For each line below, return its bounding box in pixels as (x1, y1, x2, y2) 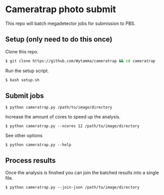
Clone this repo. (5, 48, 39, 54)
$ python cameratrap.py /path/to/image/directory (5, 105, 113, 110)
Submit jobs (5, 91, 44, 100)
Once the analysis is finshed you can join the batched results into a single (5, 170, 159, 176)
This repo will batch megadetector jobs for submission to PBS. (5, 20, 136, 26)
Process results (5, 156, 56, 165)
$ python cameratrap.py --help (5, 142, 72, 148)
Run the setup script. (5, 68, 49, 74)
